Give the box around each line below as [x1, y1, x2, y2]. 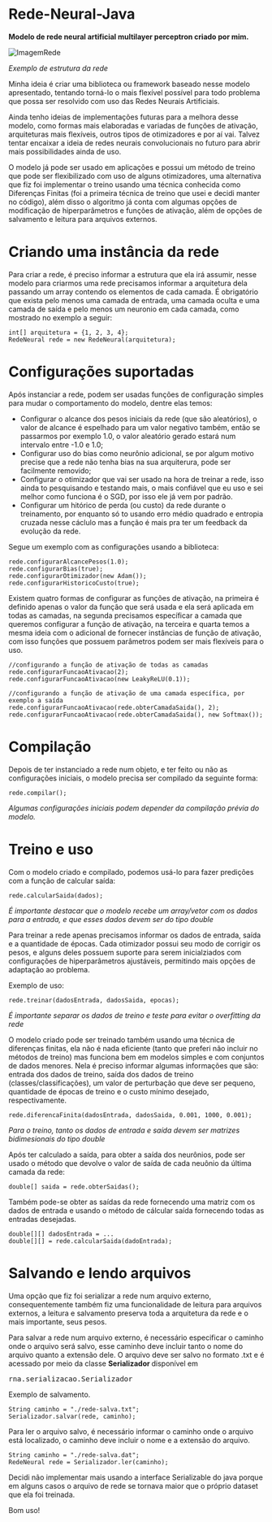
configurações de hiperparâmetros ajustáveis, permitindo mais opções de [8, 956, 256, 966]
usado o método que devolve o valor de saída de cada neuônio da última [8, 1158, 252, 1168]
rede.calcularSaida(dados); [8, 891, 104, 899]
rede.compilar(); [8, 789, 67, 797]
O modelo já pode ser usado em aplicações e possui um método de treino [8, 162, 256, 172]
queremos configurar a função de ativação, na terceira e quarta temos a [8, 619, 250, 628]
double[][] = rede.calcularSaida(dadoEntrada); [8, 1237, 173, 1245]
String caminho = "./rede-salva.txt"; [8, 1405, 140, 1413]
